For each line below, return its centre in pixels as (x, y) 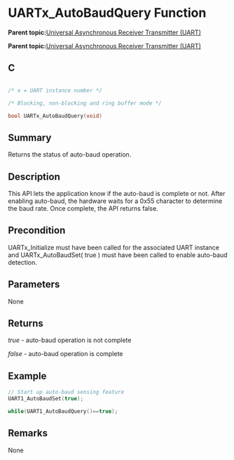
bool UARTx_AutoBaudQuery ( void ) (55, 116)
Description (34, 177)
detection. (23, 262)
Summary (30, 137)
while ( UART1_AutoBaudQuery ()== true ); (63, 412)
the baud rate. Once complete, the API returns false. (83, 208)
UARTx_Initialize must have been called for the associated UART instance (114, 247)
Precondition (37, 231)
